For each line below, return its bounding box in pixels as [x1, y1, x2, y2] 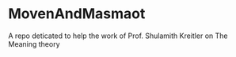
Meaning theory [8, 39, 61, 48]
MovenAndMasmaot [8, 5, 146, 23]
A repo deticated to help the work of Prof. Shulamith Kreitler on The [8, 31, 228, 40]
